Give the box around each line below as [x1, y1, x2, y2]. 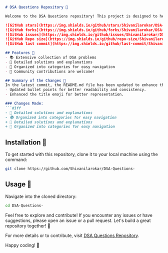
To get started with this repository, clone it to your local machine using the [5, 151, 158, 157]
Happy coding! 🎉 [5, 242, 40, 248]
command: [5, 156, 27, 162]
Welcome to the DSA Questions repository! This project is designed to [5, 13, 157, 18]
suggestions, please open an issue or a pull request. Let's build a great [5, 217, 151, 223]
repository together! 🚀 [5, 222, 51, 228]
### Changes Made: [5, 101, 43, 106]
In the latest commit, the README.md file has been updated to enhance [5, 82, 157, 87]
